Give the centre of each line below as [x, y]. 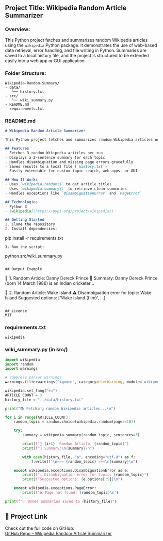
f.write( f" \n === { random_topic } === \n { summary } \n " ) [84, 461]
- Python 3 [16, 206]
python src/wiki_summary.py [34, 256]
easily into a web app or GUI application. [45, 61]
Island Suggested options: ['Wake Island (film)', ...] [55, 298]
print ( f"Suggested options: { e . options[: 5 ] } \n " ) [73, 479]
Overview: [17, 30]
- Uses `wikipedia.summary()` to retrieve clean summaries [66, 189]
